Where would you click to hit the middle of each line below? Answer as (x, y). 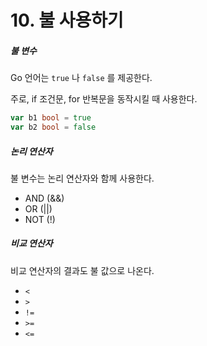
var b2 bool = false (53, 127)
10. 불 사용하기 (67, 20)
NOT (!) (40, 219)
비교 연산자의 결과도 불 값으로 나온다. (82, 270)
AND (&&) (44, 198)
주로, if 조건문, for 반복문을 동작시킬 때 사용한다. (104, 99)
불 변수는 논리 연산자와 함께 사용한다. (82, 178)
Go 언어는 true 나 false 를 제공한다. (81, 78)
